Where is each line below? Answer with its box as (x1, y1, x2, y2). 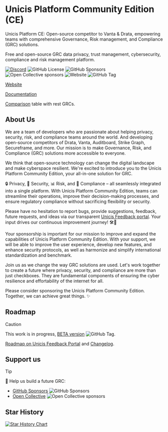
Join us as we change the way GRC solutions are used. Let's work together (5, 262, 160, 268)
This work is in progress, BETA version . (5, 331, 116, 337)
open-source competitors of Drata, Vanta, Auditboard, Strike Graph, (5, 139, 145, 145)
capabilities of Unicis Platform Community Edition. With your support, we (5, 236, 156, 242)
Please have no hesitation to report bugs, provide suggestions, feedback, (5, 208, 157, 214)
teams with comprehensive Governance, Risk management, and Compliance (5, 36, 163, 42)
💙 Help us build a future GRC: (5, 378, 66, 384)
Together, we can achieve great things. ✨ (5, 293, 91, 299)
